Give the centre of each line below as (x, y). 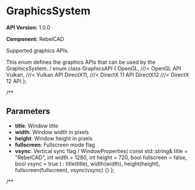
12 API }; (16, 81)
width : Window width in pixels (52, 132)
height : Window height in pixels (54, 138)
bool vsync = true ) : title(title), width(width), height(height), (87, 163)
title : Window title (36, 126)
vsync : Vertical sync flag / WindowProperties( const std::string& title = (101, 151)
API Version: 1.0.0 (28, 27)
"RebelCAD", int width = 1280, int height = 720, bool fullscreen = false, (101, 157)
